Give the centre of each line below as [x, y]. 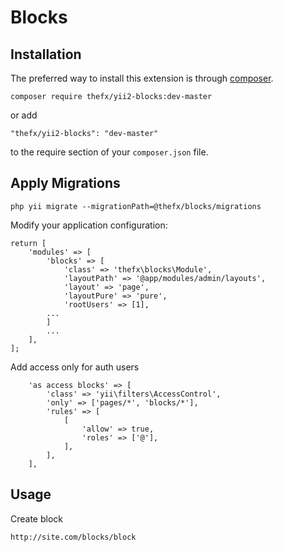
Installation [46, 54]
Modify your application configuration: [89, 225]
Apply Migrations [65, 183]
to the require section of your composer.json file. [109, 152]
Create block [37, 518]
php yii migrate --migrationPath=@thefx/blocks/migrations [136, 206]
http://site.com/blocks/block [73, 537]
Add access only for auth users [75, 367]
